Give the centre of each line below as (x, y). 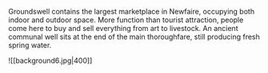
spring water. (30, 45)
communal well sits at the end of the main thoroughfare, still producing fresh (134, 36)
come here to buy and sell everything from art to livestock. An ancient (123, 28)
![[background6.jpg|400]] (50, 60)
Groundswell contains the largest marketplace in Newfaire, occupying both (131, 12)
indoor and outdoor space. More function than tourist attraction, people (126, 20)
